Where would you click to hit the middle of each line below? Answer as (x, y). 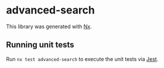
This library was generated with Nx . (49, 26)
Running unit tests (40, 45)
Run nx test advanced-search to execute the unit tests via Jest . (82, 59)
